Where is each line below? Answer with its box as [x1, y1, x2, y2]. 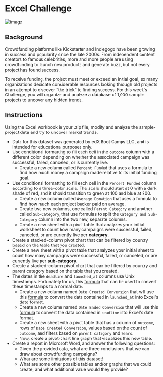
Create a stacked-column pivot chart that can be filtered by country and [12, 263, 157, 268]
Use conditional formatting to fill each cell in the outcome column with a [12, 149, 155, 155]
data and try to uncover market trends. [20, 129, 98, 135]
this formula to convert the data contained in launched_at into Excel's [19, 294, 159, 300]
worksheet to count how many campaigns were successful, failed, [19, 226, 153, 232]
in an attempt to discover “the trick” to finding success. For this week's [5, 86, 148, 93]
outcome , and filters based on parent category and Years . [19, 330, 134, 336]
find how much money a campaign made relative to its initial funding [19, 170, 157, 175]
